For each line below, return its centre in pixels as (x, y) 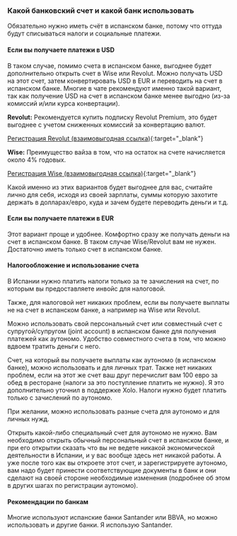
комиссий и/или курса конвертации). (64, 103)
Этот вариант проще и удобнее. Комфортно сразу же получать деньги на (118, 234)
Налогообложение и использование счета (73, 265)
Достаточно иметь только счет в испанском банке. (85, 249)
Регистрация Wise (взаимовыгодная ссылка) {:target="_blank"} (102, 173)
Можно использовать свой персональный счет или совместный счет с (115, 323)
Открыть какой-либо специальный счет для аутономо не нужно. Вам (112, 432)
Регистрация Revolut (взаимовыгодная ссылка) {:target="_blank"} (105, 138)
